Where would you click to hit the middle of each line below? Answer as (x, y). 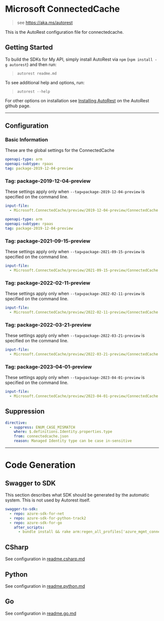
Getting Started (29, 48)
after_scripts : (29, 527)
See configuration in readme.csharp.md (45, 559)
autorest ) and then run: (33, 64)
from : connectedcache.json (41, 436)
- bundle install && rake (44, 532)
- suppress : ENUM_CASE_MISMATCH (42, 427)
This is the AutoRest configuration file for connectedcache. (64, 32)
